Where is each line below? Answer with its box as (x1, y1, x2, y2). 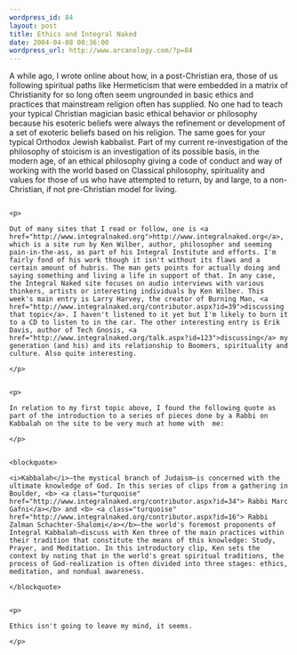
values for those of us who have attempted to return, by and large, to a (9, 174, 269, 185)
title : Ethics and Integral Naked (9, 29, 138, 38)
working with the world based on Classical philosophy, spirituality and (9, 166, 265, 176)
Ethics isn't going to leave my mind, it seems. (9, 622, 193, 631)
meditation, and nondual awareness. (9, 567, 145, 577)
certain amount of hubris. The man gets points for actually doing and (9, 263, 280, 272)
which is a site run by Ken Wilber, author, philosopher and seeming (9, 240, 273, 249)
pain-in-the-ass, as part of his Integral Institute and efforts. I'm (9, 248, 277, 257)
